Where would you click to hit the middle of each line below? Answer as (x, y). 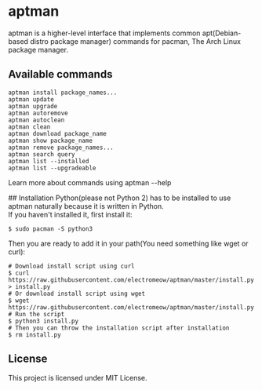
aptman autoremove (38, 113)
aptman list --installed (49, 161)
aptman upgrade (33, 106)
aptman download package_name (58, 133)
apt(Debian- (222, 33)
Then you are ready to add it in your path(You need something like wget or (128, 243)
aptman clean (29, 127)
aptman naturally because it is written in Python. (86, 206)
